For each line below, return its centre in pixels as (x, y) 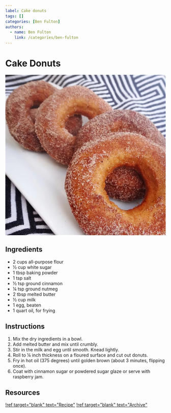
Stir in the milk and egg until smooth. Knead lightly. (66, 349)
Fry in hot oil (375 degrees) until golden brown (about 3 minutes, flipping (89, 360)
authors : (15, 27)
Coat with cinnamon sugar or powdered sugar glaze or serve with (81, 371)
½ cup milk (24, 299)
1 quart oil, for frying (34, 310)
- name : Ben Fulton (31, 32)
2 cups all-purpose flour (38, 262)
